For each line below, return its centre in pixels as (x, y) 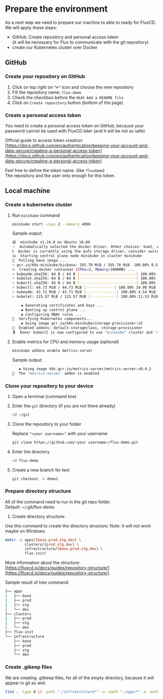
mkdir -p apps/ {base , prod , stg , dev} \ (43, 540)
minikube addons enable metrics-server (52, 350)
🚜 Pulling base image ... (39, 260)
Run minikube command (36, 215)
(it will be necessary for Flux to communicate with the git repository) (80, 42)
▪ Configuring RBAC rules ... (51, 315)
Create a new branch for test (41, 470)
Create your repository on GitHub (45, 76)
